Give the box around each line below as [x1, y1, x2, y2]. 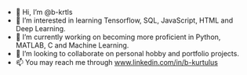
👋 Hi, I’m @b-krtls [15, 8, 73, 16]
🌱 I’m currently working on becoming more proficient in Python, [15, 32, 221, 41]
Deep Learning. [15, 24, 66, 33]
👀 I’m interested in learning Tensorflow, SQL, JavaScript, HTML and [15, 16, 234, 25]
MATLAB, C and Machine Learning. [15, 41, 129, 50]
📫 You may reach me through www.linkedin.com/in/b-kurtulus [15, 58, 218, 66]
